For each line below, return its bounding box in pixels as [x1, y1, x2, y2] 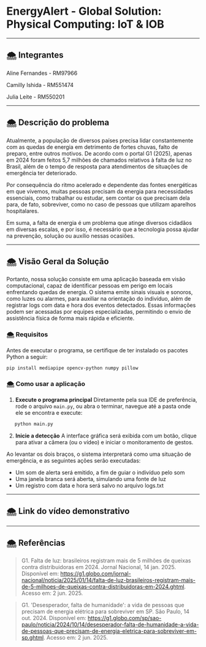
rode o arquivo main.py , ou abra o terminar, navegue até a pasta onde [15, 403, 191, 410]
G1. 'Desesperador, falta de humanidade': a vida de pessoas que [21, 602, 185, 609]
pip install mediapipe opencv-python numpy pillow [6, 365, 139, 371]
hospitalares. [6, 207, 39, 214]
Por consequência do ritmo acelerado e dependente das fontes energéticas [6, 181, 197, 188]
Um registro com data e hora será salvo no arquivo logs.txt [15, 482, 164, 489]
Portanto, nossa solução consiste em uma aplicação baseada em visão [6, 276, 186, 283]
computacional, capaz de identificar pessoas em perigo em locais [6, 282, 173, 289]
